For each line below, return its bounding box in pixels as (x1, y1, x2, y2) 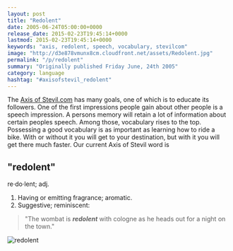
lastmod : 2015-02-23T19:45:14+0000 (7, 37, 112, 44)
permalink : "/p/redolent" (7, 57, 83, 64)
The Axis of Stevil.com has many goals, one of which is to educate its (7, 95, 210, 104)
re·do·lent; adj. (7, 180, 49, 188)
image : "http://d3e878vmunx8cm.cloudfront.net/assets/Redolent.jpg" (7, 50, 213, 57)
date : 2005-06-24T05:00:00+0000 (7, 23, 102, 30)
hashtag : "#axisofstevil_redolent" (7, 76, 112, 83)
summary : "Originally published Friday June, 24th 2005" (7, 63, 179, 70)
